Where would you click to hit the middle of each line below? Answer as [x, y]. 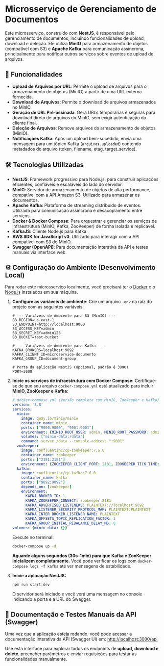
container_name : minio [44, 423]
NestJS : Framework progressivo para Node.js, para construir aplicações [85, 179]
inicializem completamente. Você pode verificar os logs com [74, 561]
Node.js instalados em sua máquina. [42, 292]
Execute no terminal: [33, 537]
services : [22, 410]
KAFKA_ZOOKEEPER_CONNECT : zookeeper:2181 [68, 500]
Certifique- [146, 381]
